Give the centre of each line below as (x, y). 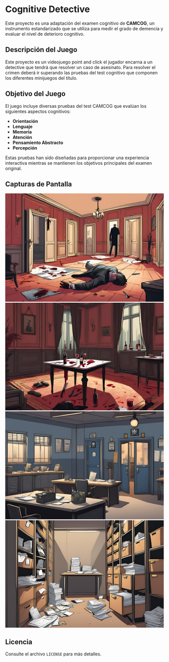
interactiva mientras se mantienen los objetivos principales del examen (79, 163)
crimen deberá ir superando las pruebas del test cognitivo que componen (81, 73)
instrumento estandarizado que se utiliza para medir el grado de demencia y (84, 28)
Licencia (19, 642)
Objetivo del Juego (35, 94)
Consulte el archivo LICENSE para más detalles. (53, 654)
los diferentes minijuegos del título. (41, 78)
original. (14, 168)
